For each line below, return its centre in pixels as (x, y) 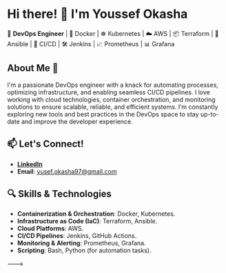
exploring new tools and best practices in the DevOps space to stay (103, 114)
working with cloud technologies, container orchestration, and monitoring (111, 99)
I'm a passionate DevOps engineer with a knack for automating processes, (113, 85)
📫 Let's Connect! (45, 144)
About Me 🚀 (33, 68)
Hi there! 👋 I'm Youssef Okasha (97, 14)
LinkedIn (30, 164)
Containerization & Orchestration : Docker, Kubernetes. (96, 214)
